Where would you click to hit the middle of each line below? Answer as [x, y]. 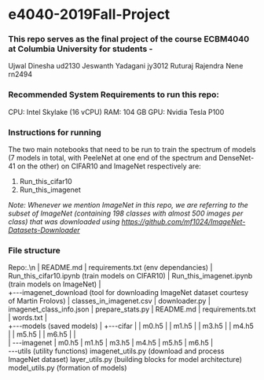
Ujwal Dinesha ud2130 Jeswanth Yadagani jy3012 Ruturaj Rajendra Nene [126, 66]
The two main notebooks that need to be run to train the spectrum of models [132, 149]
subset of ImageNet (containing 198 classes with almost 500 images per [126, 213]
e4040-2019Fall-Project [89, 15]
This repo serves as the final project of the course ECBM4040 [129, 39]
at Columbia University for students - [81, 49]
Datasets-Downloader [44, 231]
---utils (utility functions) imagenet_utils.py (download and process [116, 351]
